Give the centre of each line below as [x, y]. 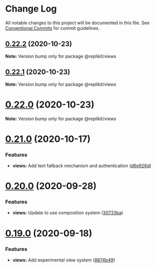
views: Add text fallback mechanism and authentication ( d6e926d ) [82, 166]
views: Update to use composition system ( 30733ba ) [68, 213]
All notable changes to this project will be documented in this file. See [77, 23]
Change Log [31, 9]
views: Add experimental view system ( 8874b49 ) [64, 260]
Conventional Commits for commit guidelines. [52, 28]
